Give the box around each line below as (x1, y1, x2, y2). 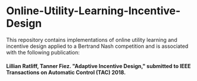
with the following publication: (6, 48, 80, 56)
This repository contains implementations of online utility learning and (6, 36, 177, 43)
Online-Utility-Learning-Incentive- (6, 4, 181, 18)
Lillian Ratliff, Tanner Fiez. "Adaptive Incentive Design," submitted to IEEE (6, 62, 192, 69)
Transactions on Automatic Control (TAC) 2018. (6, 69, 126, 76)
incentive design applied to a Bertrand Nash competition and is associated (6, 43, 189, 50)
